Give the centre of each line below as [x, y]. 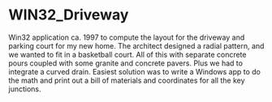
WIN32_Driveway [69, 15]
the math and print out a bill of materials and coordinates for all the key [127, 80]
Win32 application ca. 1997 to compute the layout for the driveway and [127, 37]
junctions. [25, 89]
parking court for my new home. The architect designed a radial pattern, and [136, 45]
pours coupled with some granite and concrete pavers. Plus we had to [126, 63]
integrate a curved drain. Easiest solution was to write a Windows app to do [135, 71]
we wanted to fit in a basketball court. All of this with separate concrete [127, 54]
